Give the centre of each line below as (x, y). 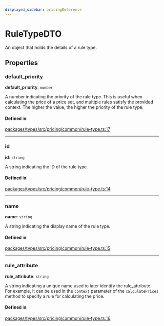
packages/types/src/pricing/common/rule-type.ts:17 (58, 129)
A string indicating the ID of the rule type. (47, 166)
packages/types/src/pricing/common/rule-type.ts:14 (58, 188)
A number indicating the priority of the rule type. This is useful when (74, 97)
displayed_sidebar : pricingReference (43, 10)
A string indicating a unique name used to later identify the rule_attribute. (79, 286)
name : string (19, 217)
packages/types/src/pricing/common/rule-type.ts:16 (58, 318)
